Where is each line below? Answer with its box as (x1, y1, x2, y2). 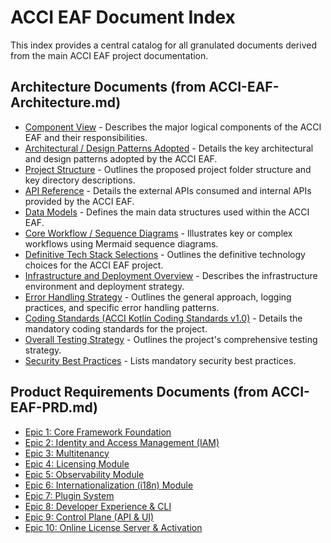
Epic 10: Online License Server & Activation (24, 521, 203, 533)
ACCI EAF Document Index (10, 6, 236, 29)
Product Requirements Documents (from (10, 384, 269, 401)
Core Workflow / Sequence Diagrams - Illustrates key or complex (24, 227, 293, 239)
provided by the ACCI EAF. (24, 195, 135, 207)
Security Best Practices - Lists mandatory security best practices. (24, 354, 297, 366)
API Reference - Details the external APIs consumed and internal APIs (24, 184, 312, 196)
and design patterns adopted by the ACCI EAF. (24, 152, 218, 165)
